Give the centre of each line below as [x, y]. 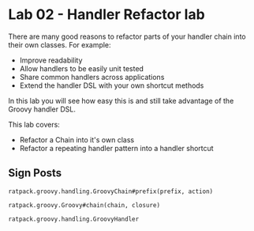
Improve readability [51, 60]
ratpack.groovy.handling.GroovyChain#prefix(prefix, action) [111, 191]
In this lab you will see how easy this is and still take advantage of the [121, 100]
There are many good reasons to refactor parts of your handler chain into [127, 36]
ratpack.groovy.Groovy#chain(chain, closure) [84, 205]
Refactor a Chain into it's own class [77, 139]
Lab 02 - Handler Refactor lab [106, 15]
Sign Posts [35, 173]
